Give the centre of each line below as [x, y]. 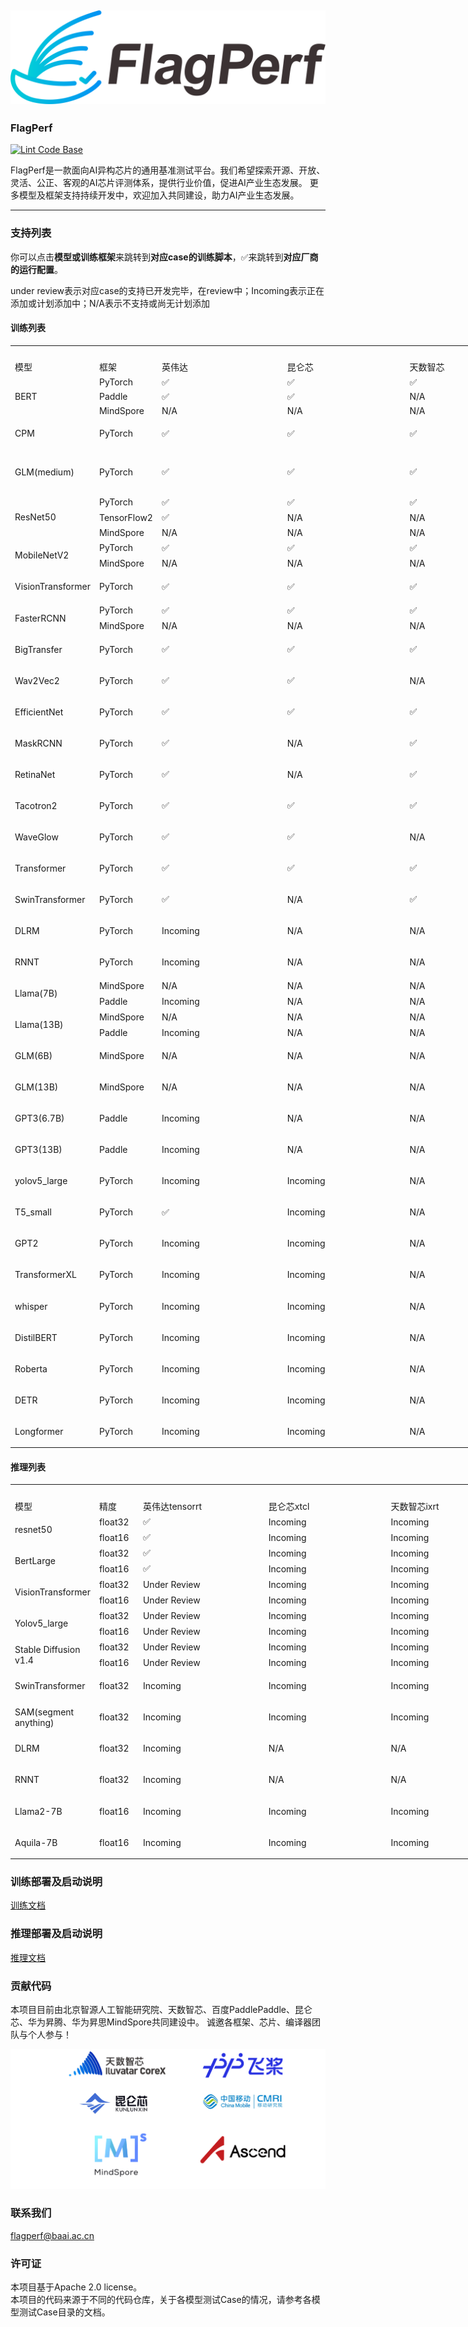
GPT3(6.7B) [39, 1118]
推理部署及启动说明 [56, 1934]
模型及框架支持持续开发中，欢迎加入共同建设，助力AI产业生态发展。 [159, 195]
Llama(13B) [39, 1025]
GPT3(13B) [38, 1150]
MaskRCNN [38, 743]
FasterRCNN [40, 618]
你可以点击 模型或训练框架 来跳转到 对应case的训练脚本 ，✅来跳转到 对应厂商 [164, 257]
